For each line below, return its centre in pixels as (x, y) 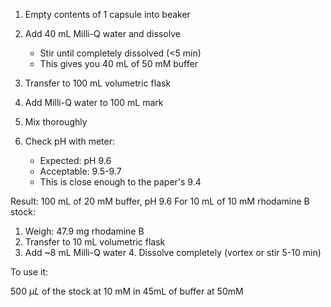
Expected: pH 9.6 (75, 160)
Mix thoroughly (56, 122)
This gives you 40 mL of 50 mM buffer (118, 63)
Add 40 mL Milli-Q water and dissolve (102, 33)
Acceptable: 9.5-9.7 (80, 171)
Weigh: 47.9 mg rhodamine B (84, 231)
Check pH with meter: (69, 141)
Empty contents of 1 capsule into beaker (107, 14)
